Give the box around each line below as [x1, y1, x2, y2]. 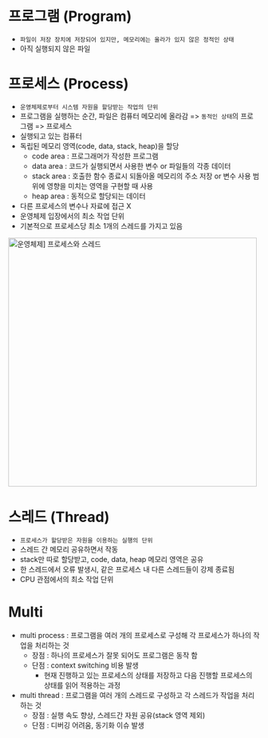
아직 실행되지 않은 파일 [19, 43, 91, 53]
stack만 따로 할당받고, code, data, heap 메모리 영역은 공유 [19, 554, 204, 564]
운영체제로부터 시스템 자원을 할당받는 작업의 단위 [19, 103, 159, 111]
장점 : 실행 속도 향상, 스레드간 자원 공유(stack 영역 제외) [31, 710, 206, 720]
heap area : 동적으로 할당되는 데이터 [31, 191, 146, 201]
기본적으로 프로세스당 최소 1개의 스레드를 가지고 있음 [19, 221, 183, 230]
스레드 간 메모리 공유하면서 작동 [19, 545, 118, 554]
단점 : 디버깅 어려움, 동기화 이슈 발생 [31, 720, 145, 730]
